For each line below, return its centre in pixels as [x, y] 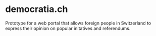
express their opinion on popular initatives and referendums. [68, 28]
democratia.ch [37, 9]
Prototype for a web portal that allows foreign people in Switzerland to [78, 23]
